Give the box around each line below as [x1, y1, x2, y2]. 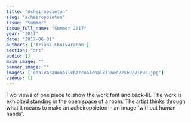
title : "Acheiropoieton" [6, 8, 68, 15]
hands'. [6, 111, 24, 118]
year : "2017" [6, 31, 39, 37]
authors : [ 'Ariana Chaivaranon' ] [6, 42, 90, 48]
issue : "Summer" [6, 20, 47, 26]
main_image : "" [6, 58, 44, 64]
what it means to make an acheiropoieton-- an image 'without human [6, 104, 176, 111]
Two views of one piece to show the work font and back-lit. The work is [6, 92, 182, 99]
